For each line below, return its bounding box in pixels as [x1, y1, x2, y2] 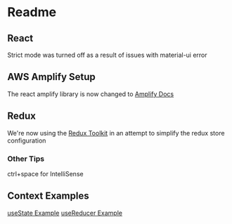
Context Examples [7, 190, 89, 202]
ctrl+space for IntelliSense [7, 169, 84, 178]
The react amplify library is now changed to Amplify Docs [7, 89, 174, 98]
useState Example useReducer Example [7, 209, 123, 217]
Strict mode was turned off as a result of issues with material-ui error [7, 51, 207, 59]
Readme [7, 4, 57, 20]
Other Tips [7, 154, 44, 164]
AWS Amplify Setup [7, 71, 96, 83]
